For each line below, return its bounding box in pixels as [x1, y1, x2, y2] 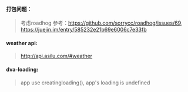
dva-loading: [6, 66, 39, 73]
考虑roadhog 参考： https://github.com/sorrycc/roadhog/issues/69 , [20, 19, 183, 26]
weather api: [6, 39, 38, 46]
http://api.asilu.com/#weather [20, 53, 93, 60]
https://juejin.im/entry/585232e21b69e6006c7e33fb [20, 26, 147, 33]
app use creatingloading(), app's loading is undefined [20, 79, 150, 86]
